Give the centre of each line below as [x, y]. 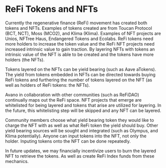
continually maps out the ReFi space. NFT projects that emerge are [74, 100]
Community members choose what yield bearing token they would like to [80, 120]
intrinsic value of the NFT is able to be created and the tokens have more [80, 54]
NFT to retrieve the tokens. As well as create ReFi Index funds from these [80, 156]
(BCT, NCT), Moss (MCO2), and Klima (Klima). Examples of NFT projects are [83, 33]
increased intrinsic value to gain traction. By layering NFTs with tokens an [80, 49]
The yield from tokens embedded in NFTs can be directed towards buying [81, 74]
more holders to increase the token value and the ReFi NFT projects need [80, 44]
